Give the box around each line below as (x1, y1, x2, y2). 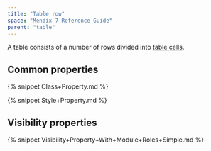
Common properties (7, 63, 99, 75)
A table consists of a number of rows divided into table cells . (7, 43, 185, 52)
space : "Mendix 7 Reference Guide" (7, 17, 113, 24)
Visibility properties (7, 116, 97, 128)
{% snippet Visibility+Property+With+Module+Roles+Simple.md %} (7, 135, 205, 144)
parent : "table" (7, 23, 55, 30)
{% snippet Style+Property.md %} (7, 96, 108, 105)
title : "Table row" (7, 10, 65, 18)
